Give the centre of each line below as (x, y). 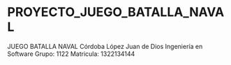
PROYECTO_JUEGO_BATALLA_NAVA (116, 12)
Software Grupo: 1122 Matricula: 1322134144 (71, 54)
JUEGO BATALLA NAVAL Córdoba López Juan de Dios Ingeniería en (105, 46)
